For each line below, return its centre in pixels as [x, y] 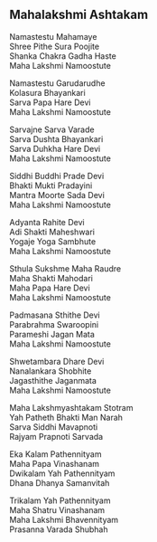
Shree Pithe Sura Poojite [55, 46]
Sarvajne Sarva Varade [52, 129]
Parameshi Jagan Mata [52, 334]
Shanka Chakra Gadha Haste [63, 56]
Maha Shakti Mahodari [51, 278]
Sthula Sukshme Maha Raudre [65, 268]
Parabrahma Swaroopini [54, 324]
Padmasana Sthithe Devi [55, 315]
